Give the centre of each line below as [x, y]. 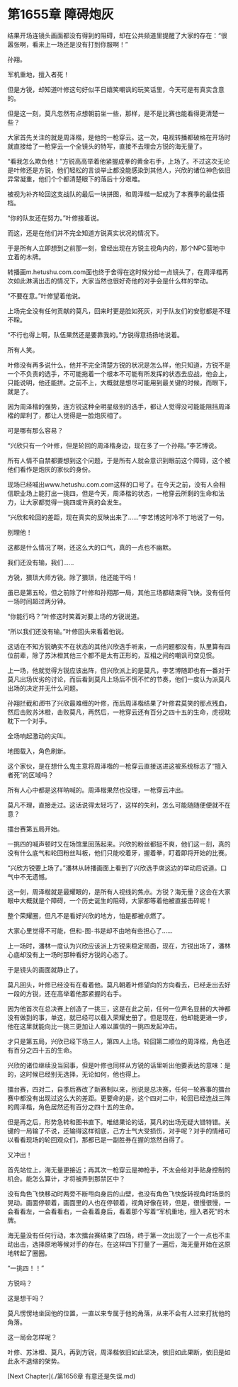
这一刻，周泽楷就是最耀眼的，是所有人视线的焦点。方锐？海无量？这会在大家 [119, 891]
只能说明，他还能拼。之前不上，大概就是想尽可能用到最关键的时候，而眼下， [119, 383]
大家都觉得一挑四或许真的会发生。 [75, 502]
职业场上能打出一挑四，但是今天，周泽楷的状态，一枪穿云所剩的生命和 [115, 493]
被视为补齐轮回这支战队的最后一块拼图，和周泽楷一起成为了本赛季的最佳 [113, 194]
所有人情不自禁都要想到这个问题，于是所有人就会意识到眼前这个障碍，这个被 [119, 460]
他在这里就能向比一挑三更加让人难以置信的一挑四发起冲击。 [94, 1026]
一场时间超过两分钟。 [38, 601]
